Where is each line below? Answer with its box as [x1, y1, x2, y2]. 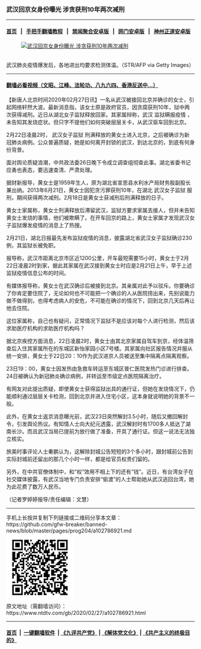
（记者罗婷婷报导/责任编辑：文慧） [6, 495, 93, 503]
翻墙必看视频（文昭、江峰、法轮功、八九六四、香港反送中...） [6, 82, 159, 89]
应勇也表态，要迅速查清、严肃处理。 [6, 166, 96, 173]
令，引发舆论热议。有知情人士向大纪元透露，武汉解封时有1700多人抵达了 [6, 420, 186, 427]
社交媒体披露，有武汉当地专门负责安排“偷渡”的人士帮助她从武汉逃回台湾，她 [6, 475, 194, 482]
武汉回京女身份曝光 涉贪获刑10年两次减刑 [6, 5, 125, 13]
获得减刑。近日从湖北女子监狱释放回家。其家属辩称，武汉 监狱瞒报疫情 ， [11, 111, 193, 118]
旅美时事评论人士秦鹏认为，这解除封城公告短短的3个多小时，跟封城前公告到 [6, 448, 193, 455]
